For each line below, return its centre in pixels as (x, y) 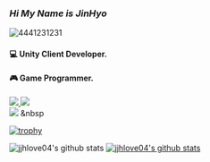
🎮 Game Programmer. (51, 78)
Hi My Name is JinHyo (58, 13)
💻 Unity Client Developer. (58, 54)
